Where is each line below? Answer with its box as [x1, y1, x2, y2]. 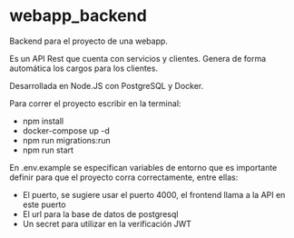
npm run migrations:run [22, 134, 111, 145]
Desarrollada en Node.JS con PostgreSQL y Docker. [9, 80, 204, 91]
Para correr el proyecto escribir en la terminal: [9, 97, 181, 109]
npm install [22, 115, 64, 126]
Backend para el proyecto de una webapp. [9, 35, 168, 46]
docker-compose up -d [22, 124, 111, 136]
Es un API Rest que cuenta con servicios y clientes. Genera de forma [9, 53, 267, 64]
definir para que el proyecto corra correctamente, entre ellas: [9, 172, 239, 183]
